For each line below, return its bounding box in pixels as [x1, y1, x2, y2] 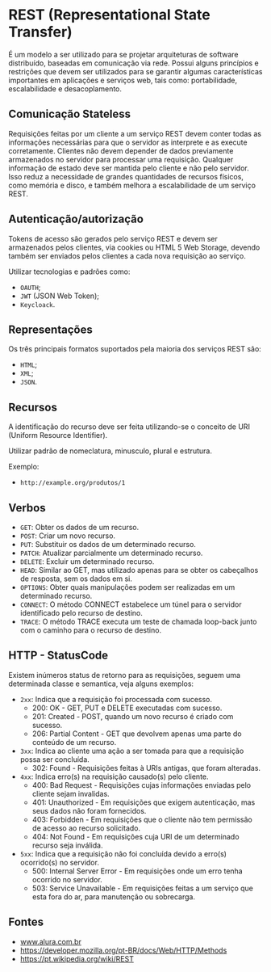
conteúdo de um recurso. [31, 737, 117, 747]
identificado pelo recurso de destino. [19, 608, 144, 617]
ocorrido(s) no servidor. [19, 857, 99, 867]
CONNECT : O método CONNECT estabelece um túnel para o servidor [19, 600, 242, 609]
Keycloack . [19, 299, 56, 309]
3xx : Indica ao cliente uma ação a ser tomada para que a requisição [19, 746, 244, 755]
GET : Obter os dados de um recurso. [19, 523, 140, 532]
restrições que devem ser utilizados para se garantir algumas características [8, 66, 263, 76]
